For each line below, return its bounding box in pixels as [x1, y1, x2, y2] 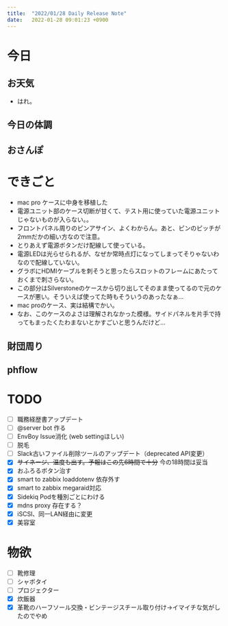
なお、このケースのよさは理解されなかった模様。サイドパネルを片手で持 [16, 310, 221, 318]
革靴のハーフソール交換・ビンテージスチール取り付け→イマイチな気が [16, 603, 215, 611]
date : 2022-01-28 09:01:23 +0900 [7, 16, 109, 23]
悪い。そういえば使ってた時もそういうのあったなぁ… [35, 293, 184, 301]
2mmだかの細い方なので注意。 [16, 232, 104, 241]
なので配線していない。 [16, 258, 84, 267]
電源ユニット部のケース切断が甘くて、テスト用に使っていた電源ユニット [16, 207, 220, 215]
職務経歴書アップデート [16, 415, 84, 423]
